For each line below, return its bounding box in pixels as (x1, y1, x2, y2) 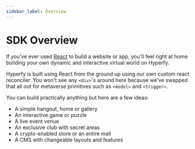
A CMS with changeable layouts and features (14, 136, 124, 143)
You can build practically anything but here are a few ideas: (6, 94, 149, 101)
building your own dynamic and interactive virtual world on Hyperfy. (6, 59, 170, 66)
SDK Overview (6, 33, 78, 47)
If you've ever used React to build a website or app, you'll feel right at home (6, 53, 188, 60)
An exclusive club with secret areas (14, 123, 100, 131)
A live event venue (14, 118, 60, 125)
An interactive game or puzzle (14, 111, 88, 118)
